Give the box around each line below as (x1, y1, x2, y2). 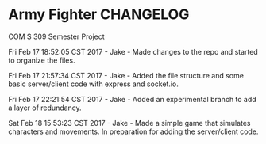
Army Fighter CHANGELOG (8, 6, 190, 24)
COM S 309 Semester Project (8, 32, 105, 41)
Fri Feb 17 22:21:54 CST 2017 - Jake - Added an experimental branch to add (8, 94, 256, 104)
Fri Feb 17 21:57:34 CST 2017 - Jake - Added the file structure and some (8, 70, 245, 80)
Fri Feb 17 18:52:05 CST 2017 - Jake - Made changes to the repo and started (8, 47, 258, 56)
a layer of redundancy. (8, 103, 82, 112)
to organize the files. (8, 55, 75, 65)
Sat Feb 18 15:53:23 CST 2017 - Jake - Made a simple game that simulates (8, 118, 251, 127)
